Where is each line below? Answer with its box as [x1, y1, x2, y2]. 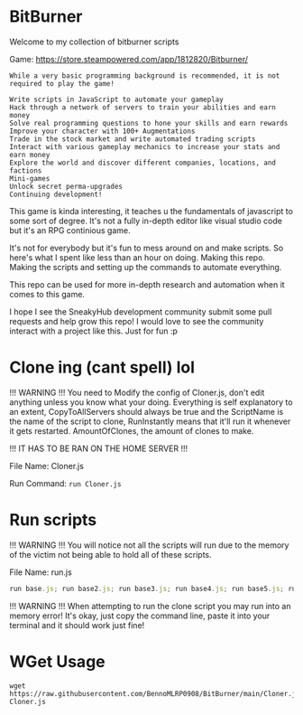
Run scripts [9, 510, 97, 531]
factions [9, 165, 42, 175]
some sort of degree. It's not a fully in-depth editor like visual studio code [9, 215, 282, 226]
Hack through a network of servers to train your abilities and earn [9, 102, 277, 112]
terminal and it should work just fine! [9, 619, 145, 630]
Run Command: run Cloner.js [9, 477, 122, 489]
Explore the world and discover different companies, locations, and [9, 158, 277, 167]
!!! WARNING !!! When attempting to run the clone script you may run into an [9, 600, 291, 611]
